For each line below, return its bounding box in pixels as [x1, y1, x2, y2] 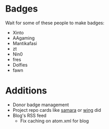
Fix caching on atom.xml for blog [20, 117, 89, 124]
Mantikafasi [12, 40, 37, 46]
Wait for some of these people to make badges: [5, 20, 105, 26]
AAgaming [12, 35, 35, 41]
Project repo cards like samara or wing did [12, 107, 101, 113]
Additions [5, 85, 47, 97]
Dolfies [12, 62, 28, 68]
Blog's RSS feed [12, 112, 47, 118]
